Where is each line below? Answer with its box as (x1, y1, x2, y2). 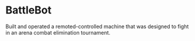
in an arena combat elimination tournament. (5, 29, 111, 36)
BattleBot (5, 4, 52, 17)
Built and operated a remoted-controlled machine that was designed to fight (5, 23, 189, 30)
